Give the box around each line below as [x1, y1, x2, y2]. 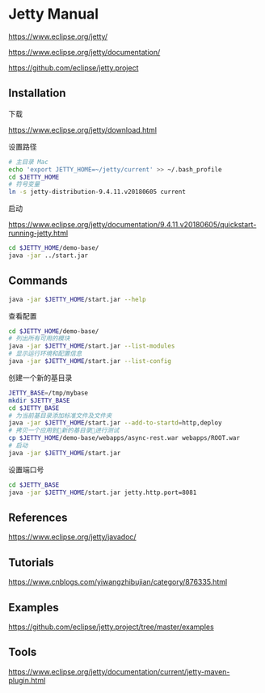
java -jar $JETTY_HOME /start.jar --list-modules [8, 342, 175, 350]
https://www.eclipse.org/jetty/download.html [8, 125, 158, 134]
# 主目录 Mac [8, 158, 48, 166]
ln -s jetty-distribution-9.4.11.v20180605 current [8, 188, 186, 196]
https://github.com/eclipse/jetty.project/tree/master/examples [8, 622, 214, 632]
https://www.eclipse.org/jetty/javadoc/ [8, 532, 137, 542]
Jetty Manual [8, 5, 99, 23]
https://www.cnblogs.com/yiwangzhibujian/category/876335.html [8, 577, 228, 587]
